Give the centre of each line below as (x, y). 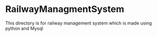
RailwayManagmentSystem (65, 9)
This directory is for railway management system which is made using (78, 23)
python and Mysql (24, 28)
